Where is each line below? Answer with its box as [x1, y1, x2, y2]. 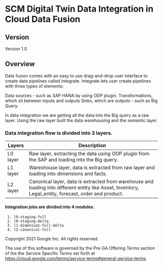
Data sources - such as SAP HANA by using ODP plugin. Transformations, [5, 92, 153, 98]
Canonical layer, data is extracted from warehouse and [29, 178, 154, 185]
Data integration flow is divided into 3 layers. [5, 130, 113, 136]
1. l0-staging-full [7, 215, 47, 219]
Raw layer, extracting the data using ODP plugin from [29, 150, 150, 157]
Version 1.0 [5, 46, 27, 51]
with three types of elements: [5, 83, 64, 89]
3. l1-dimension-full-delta [7, 223, 64, 228]
